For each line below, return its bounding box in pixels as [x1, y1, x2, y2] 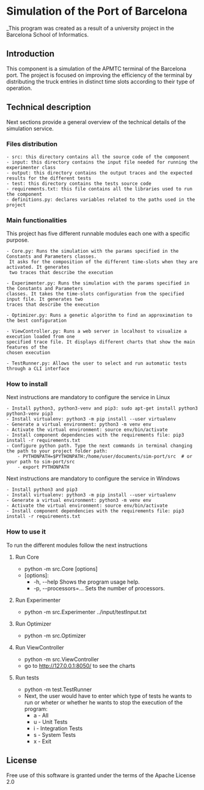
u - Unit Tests [33, 718, 68, 725]
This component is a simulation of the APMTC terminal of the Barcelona [6, 65, 186, 72]
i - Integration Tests [33, 725, 83, 732]
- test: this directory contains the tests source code [6, 180, 151, 187]
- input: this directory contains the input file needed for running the [6, 159, 199, 165]
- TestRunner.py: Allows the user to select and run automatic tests [6, 360, 188, 367]
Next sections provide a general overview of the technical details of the [6, 118, 186, 126]
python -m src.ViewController [24, 655, 100, 663]
